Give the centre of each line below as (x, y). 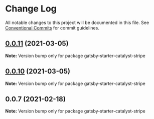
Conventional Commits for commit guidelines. (52, 27)
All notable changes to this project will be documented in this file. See (77, 22)
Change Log (31, 9)
